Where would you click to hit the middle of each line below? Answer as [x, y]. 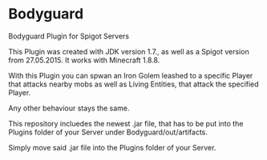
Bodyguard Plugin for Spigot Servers [69, 36]
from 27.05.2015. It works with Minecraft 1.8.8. [84, 60]
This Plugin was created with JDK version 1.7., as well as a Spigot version [129, 51]
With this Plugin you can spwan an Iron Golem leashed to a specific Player [131, 75]
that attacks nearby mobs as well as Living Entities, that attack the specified [133, 84]
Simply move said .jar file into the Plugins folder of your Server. [112, 147]
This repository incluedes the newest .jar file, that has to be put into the [126, 123]
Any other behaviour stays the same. [69, 108]
